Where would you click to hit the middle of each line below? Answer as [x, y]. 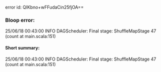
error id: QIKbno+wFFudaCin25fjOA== [44, 7]
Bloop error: [20, 20]
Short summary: [22, 47]
